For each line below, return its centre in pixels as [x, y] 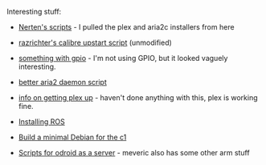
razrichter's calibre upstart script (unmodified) [95, 42]
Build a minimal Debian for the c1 [72, 137]
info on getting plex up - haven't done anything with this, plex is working [138, 98]
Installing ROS [41, 122]
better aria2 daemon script [62, 82]
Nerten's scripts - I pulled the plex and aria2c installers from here [126, 27]
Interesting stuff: [34, 12]
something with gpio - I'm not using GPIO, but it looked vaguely [123, 58]
